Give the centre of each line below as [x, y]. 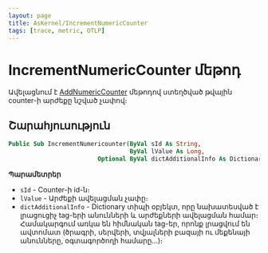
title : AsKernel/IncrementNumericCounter [78, 23]
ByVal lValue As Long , [167, 152]
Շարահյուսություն [59, 126]
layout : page [30, 16]
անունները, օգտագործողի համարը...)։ [91, 240]
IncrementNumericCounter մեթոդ [124, 70]
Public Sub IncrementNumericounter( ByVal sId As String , [105, 144]
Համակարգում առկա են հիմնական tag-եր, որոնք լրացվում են [135, 223]
